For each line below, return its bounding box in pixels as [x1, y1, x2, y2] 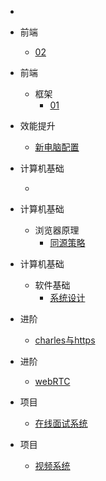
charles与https [34, 334, 96, 346]
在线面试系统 [34, 417, 88, 429]
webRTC [34, 376, 71, 387]
